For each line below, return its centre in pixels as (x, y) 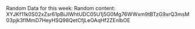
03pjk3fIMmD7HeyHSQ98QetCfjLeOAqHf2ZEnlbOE (68, 20)
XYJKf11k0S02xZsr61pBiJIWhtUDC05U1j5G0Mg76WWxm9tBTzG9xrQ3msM (98, 14)
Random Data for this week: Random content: (61, 8)
